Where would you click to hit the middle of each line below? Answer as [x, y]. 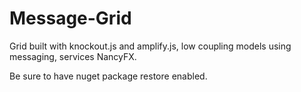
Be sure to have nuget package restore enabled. [108, 76]
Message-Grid [70, 18]
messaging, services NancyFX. [73, 56]
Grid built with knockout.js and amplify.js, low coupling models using [150, 46]
